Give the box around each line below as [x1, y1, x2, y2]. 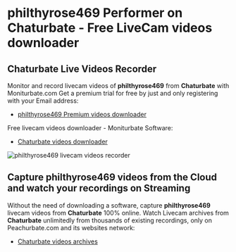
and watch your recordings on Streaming [7, 182, 191, 194]
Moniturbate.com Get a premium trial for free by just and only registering [7, 89, 218, 97]
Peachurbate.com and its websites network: [7, 223, 135, 232]
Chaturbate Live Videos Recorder [7, 63, 157, 75]
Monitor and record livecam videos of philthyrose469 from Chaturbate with [7, 82, 230, 89]
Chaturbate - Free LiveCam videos [7, 20, 213, 36]
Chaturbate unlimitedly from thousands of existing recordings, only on [7, 216, 213, 225]
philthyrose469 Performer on [7, 5, 183, 21]
